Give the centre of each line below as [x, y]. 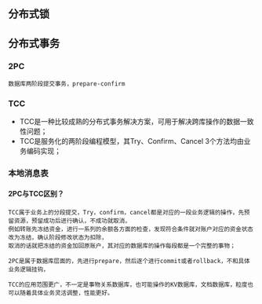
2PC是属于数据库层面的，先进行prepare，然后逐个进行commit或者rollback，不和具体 [129, 261]
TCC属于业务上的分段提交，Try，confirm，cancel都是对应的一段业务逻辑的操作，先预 [129, 212]
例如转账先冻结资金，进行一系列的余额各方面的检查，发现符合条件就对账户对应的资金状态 [131, 229]
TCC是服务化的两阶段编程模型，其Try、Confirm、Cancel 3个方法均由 [132, 141]
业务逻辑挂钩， [29, 269]
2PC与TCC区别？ [36, 193]
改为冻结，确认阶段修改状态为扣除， [58, 237]
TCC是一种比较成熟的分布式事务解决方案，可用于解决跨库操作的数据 [130, 122]
